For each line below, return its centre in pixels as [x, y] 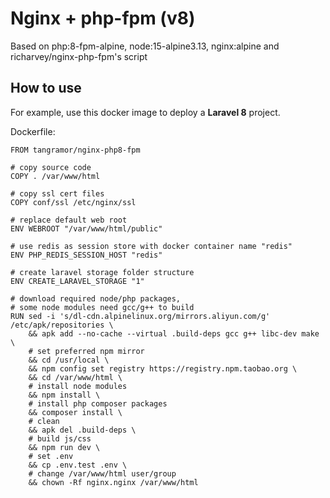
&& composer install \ [75, 412]
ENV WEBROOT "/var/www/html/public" [86, 228]
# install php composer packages [98, 403]
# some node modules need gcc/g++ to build [102, 307]
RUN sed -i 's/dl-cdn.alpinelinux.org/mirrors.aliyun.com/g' [140, 316]
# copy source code [51, 167]
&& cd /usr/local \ [69, 360]
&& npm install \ [64, 395]
